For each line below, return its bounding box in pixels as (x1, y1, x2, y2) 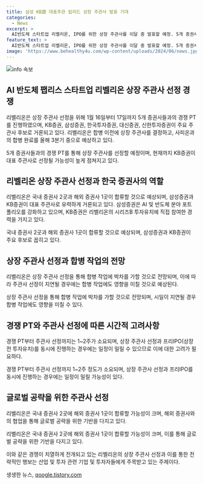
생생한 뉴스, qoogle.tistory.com (6, 471, 82, 478)
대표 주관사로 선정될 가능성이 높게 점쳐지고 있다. (6, 157, 120, 164)
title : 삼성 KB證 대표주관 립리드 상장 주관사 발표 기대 (6, 8, 129, 15)
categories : (6, 15, 36, 21)
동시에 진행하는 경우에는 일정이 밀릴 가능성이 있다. (6, 373, 124, 380)
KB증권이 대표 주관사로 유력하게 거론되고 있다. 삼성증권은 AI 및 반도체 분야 (6, 201, 181, 208)
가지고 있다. (17, 216, 45, 223)
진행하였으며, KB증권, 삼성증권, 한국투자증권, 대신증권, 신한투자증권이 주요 (12, 121, 187, 128)
